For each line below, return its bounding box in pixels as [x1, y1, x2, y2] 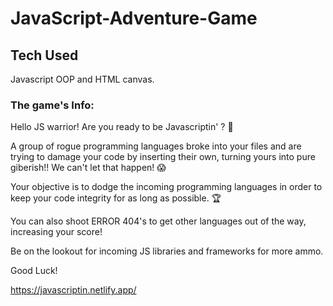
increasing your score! [10, 226, 103, 238]
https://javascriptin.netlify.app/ [10, 284, 137, 296]
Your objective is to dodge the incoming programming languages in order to [10, 181, 323, 193]
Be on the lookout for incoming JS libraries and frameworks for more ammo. [10, 245, 324, 257]
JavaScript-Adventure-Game [10, 7, 258, 30]
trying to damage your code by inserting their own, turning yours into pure [10, 151, 316, 163]
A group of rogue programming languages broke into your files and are [10, 140, 302, 152]
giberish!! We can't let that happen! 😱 [10, 162, 167, 174]
